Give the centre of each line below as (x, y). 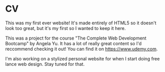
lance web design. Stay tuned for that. (45, 64)
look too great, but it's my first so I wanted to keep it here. (66, 28)
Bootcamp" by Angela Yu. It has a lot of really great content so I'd (73, 43)
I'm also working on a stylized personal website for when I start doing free (82, 58)
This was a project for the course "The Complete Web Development (76, 38)
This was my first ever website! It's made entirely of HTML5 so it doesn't (81, 23)
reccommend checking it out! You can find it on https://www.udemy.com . (81, 49)
